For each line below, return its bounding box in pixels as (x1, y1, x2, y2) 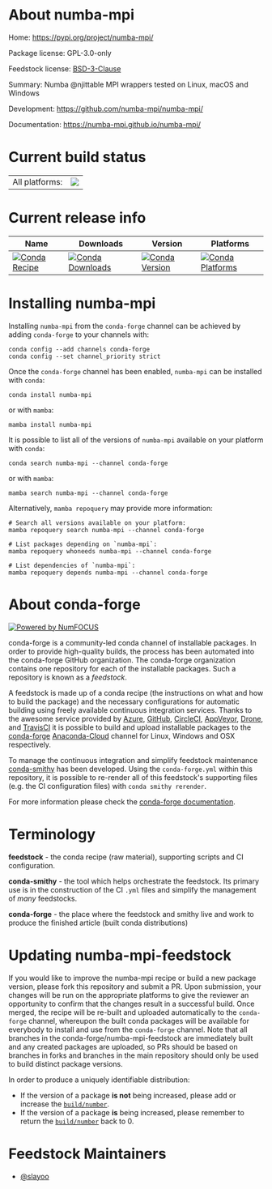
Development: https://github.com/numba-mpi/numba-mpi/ (8, 104, 204, 113)
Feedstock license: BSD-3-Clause (8, 63, 121, 74)
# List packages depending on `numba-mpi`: (8, 540, 158, 548)
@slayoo (19, 1171, 50, 1181)
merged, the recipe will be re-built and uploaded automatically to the (8, 1007, 237, 1017)
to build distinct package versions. (8, 1059, 123, 1068)
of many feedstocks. (8, 893, 78, 903)
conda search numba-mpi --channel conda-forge (8, 459, 168, 467)
